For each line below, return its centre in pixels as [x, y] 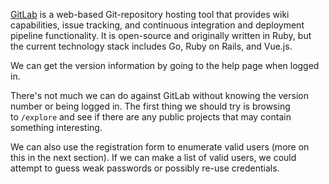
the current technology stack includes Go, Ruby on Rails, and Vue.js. [151, 46]
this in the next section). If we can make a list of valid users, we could [153, 157]
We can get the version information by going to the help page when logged [165, 65]
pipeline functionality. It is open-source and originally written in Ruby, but [161, 35]
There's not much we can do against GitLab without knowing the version [159, 95]
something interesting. [56, 127]
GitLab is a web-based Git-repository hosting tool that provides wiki [150, 14]
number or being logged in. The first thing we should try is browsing [150, 106]
